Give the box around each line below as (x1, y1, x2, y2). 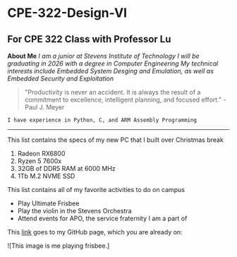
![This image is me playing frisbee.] (7, 241, 110, 250)
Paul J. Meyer (24, 103, 65, 111)
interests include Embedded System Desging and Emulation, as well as (7, 67, 214, 75)
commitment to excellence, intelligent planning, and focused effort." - (24, 95, 226, 104)
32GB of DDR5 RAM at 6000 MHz (17, 165, 116, 172)
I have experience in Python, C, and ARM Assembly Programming (7, 116, 197, 124)
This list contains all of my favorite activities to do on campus (7, 186, 186, 193)
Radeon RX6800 (17, 150, 66, 157)
